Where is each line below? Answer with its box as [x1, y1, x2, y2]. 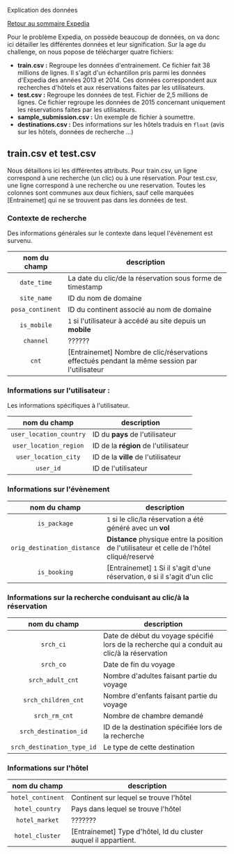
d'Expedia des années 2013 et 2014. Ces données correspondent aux [17, 76, 217, 84]
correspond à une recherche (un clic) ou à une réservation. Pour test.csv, [7, 173, 218, 182]
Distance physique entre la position [107, 534, 224, 544]
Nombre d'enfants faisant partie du [103, 691, 218, 700]
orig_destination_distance [10, 544, 100, 552]
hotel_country [14, 805, 61, 813]
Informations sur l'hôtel [7, 763, 88, 773]
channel [23, 337, 49, 345]
